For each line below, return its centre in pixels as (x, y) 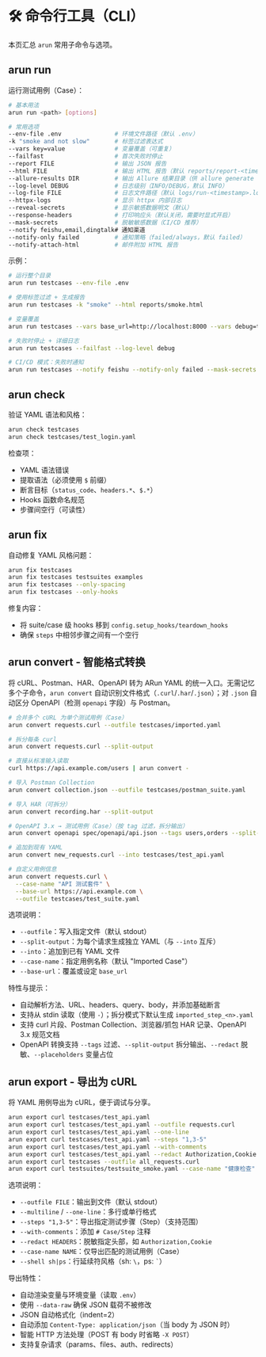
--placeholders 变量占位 (73, 1054)
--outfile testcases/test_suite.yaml (78, 899)
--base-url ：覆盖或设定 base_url (74, 971)
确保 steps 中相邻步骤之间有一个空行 (79, 635)
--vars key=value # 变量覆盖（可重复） (92, 149)
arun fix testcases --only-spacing (67, 585)
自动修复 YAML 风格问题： (51, 555)
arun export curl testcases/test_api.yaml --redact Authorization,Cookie (133, 1154)
